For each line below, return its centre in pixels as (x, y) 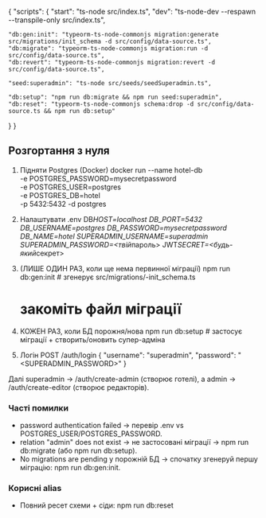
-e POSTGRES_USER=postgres (70, 187)
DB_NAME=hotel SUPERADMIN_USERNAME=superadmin (114, 236)
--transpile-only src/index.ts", (57, 20)
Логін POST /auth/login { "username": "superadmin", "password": (128, 355)
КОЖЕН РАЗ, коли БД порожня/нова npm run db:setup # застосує (131, 331)
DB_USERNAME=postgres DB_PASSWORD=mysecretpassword (123, 228)
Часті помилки (39, 407)
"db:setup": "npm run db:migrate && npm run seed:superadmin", (115, 97)
